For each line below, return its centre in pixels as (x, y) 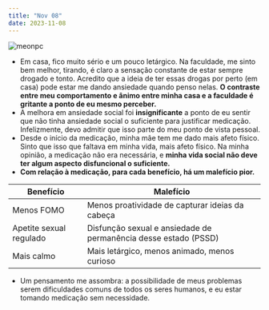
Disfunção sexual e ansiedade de (149, 228)
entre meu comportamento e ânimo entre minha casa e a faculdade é (137, 95)
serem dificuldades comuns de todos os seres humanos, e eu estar (131, 289)
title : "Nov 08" (35, 16)
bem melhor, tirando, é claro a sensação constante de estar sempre (131, 70)
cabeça (101, 215)
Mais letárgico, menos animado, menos (161, 251)
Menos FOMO (38, 210)
